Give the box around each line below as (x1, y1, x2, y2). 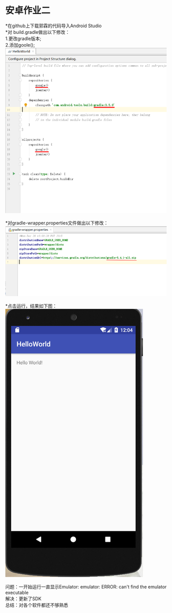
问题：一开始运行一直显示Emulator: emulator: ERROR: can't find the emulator (5, 583, 167, 590)
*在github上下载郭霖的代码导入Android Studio (5, 23, 102, 29)
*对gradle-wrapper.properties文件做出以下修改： (5, 220, 109, 226)
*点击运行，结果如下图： (5, 303, 57, 309)
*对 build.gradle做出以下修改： (5, 29, 70, 35)
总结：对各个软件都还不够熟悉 (5, 602, 68, 608)
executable (5, 589, 29, 596)
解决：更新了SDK (5, 596, 42, 602)
